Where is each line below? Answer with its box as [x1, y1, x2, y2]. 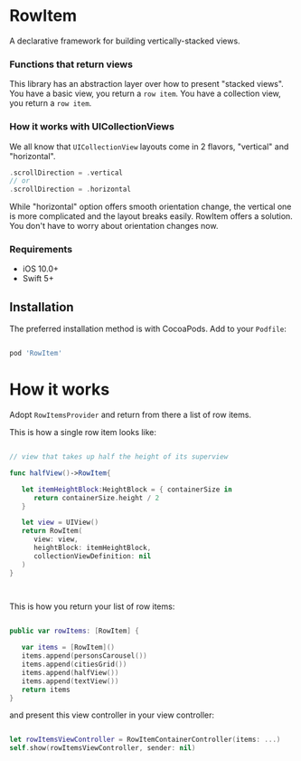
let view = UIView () [21, 518, 99, 528]
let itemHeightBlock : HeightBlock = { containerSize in [21, 485, 232, 494]
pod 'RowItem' [9, 349, 63, 358]
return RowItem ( [21, 527, 83, 536]
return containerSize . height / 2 [33, 493, 160, 502]
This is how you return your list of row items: [9, 601, 175, 612]
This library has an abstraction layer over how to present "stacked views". [9, 79, 285, 90]
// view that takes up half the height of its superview [9, 452, 229, 461]
